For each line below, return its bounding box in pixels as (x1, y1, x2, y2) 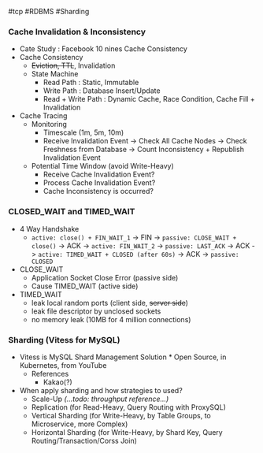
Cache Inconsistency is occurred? (43, 187, 154, 196)
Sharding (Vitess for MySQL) (8, 334, 120, 345)
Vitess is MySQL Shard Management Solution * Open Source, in (19, 352, 227, 362)
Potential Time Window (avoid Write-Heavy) (31, 162, 175, 171)
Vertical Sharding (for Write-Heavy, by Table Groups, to (31, 410, 211, 420)
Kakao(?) (43, 377, 72, 387)
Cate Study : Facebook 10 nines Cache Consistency (19, 44, 187, 54)
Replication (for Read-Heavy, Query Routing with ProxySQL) (31, 402, 226, 412)
